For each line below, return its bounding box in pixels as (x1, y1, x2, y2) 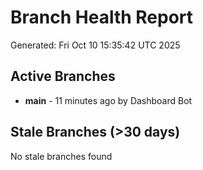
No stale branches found (10, 150, 113, 162)
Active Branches (10, 68, 116, 85)
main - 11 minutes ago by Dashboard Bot (24, 94, 193, 106)
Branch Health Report (10, 6, 194, 29)
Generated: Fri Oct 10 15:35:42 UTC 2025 (10, 39, 181, 51)
